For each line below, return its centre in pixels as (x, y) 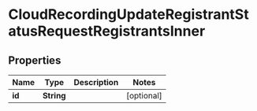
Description (96, 82)
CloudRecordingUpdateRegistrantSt (129, 15)
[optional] (144, 96)
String (54, 96)
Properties (35, 60)
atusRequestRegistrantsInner (107, 31)
